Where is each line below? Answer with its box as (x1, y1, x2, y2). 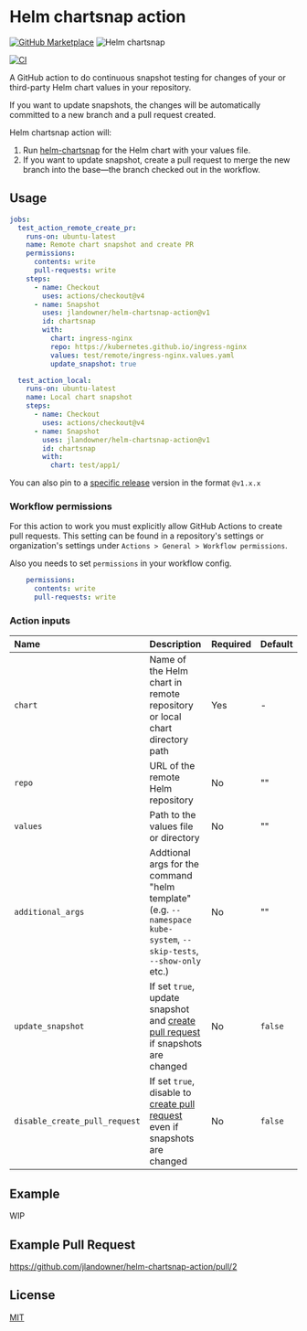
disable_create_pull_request (14, 1116, 141, 1126)
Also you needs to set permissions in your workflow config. (9, 558, 232, 569)
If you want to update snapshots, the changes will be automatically (9, 99, 261, 111)
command (149, 869, 193, 882)
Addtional (149, 847, 191, 859)
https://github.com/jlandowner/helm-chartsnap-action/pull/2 (9, 1261, 238, 1272)
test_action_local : (17, 376, 92, 385)
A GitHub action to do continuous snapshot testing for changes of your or (9, 71, 286, 83)
